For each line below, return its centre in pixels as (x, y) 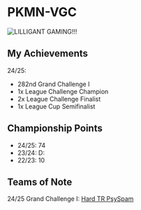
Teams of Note (40, 182)
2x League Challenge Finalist (59, 99)
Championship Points (55, 128)
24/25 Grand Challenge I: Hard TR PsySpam (70, 199)
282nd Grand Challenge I (53, 84)
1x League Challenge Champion (63, 91)
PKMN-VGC (42, 12)
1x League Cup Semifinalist (56, 106)
